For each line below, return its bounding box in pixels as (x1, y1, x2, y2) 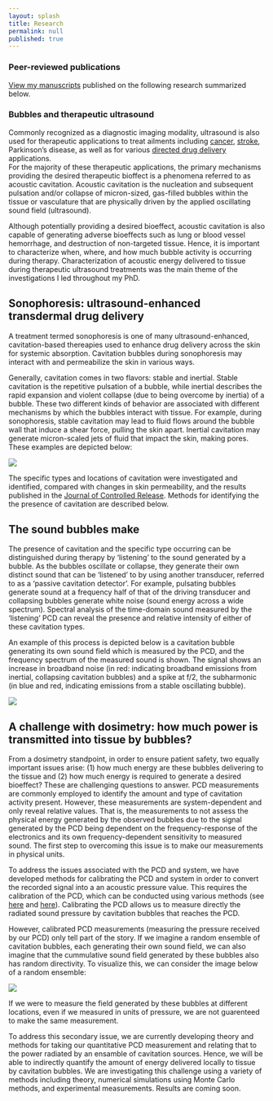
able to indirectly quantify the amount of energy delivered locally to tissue (8, 1058, 256, 1068)
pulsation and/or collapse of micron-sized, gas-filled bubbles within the (8, 188, 249, 198)
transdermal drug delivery (8, 309, 144, 323)
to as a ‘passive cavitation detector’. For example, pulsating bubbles (8, 579, 236, 589)
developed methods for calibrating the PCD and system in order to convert (8, 874, 259, 884)
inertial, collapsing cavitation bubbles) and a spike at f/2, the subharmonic (8, 673, 257, 682)
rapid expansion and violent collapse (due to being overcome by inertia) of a (8, 390, 265, 400)
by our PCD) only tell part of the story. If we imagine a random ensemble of (8, 933, 261, 943)
